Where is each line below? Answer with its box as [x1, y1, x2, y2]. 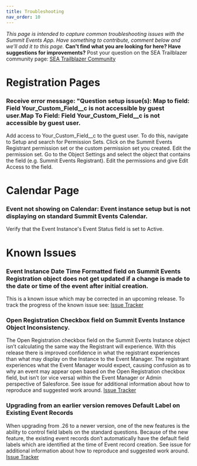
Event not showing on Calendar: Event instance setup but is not [6, 205, 191, 213]
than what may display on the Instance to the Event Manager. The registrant [6, 356, 189, 363]
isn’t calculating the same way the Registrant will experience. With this [6, 343, 176, 350]
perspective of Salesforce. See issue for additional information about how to [6, 380, 191, 388]
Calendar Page [6, 184, 80, 197]
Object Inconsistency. [6, 323, 70, 331]
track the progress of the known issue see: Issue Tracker [6, 301, 144, 309]
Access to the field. [6, 163, 53, 170]
